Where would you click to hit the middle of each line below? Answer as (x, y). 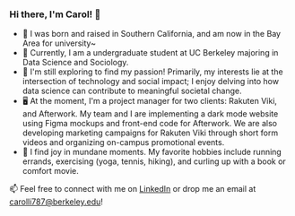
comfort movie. (50, 171)
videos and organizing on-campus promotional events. (123, 143)
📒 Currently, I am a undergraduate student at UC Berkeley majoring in (150, 53)
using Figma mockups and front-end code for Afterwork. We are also (150, 124)
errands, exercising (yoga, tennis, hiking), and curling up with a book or (154, 161)
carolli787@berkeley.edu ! (56, 202)
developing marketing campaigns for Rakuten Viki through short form (150, 133)
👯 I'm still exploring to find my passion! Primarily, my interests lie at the (153, 72)
